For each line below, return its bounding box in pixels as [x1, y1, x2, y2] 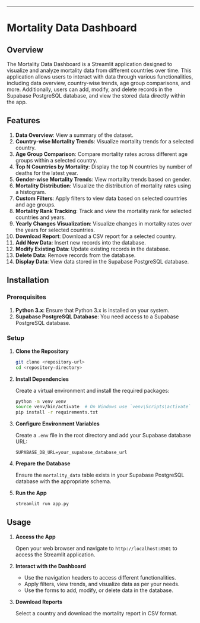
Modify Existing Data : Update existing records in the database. [15, 245, 171, 252]
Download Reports [15, 598, 63, 605]
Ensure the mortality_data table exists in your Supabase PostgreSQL [15, 471, 185, 479]
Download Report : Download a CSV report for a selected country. [15, 233, 177, 240]
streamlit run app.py [15, 501, 69, 507]
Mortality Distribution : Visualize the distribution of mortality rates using [15, 182, 192, 189]
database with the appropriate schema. [15, 478, 112, 485]
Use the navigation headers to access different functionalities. [24, 574, 177, 581]
